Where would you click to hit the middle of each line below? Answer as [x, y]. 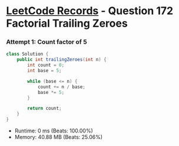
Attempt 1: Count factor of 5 [47, 42]
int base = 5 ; [44, 71]
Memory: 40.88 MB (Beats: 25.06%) [59, 137]
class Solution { [27, 54]
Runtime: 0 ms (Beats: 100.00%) [54, 131]
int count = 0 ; [46, 65]
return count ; [44, 108]
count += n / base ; [61, 87]
